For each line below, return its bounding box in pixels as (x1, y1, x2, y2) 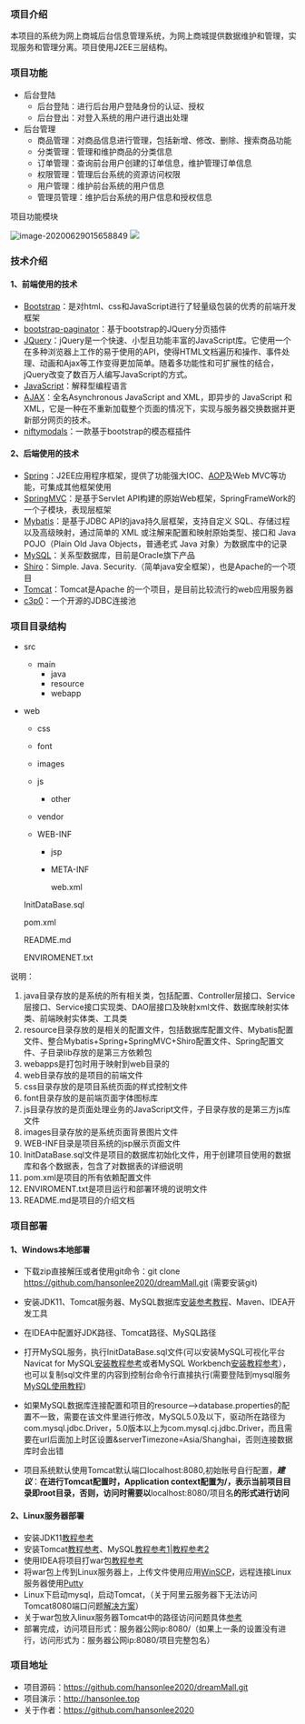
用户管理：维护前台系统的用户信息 (36, 180, 165, 191)
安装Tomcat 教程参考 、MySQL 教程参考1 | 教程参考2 (23, 1543, 210, 1554)
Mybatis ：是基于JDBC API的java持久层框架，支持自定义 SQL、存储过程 (23, 516, 290, 526)
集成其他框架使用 (47, 481, 112, 492)
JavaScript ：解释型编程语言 (23, 380, 128, 391)
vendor (36, 811, 64, 822)
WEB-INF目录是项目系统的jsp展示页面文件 (23, 1138, 181, 1149)
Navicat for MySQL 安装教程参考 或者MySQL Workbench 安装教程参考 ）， (23, 1358, 291, 1369)
